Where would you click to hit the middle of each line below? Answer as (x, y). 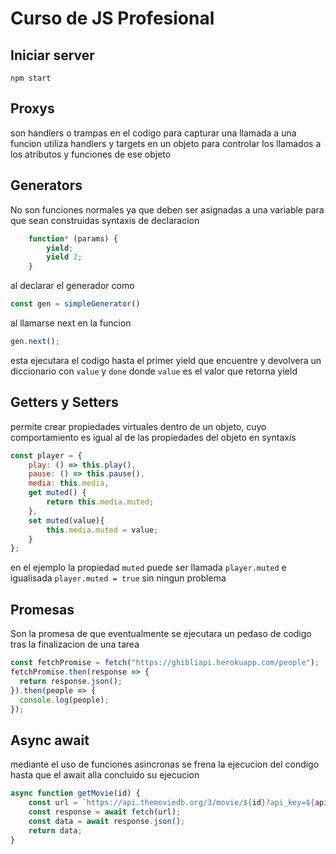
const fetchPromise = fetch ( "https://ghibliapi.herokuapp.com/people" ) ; (165, 663)
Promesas (42, 609)
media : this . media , (69, 483)
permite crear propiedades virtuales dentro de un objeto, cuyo (138, 426)
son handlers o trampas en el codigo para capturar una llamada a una (153, 133)
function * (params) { (73, 238)
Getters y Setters (64, 402)
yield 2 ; (64, 257)
